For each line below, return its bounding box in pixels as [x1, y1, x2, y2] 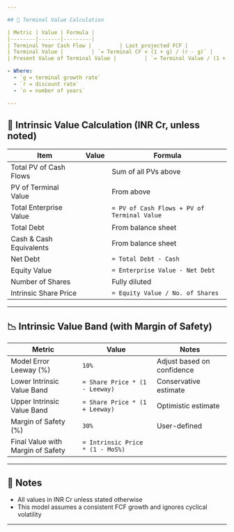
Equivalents [10, 243, 49, 252]
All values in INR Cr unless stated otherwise [17, 495, 143, 503]
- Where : [7, 68, 33, 75]
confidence [156, 365, 194, 375]
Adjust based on [156, 357, 210, 366]
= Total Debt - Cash [111, 255, 180, 263]
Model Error [10, 357, 50, 366]
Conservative [156, 377, 201, 387]
